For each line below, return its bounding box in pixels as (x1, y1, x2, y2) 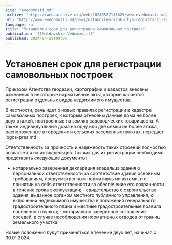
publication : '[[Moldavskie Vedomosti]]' (5, 31, 95, 36)
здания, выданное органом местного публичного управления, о (12, 192, 154, 198)
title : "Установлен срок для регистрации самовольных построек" (5, 27, 145, 32)
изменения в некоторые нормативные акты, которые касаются (5, 91, 144, 97)
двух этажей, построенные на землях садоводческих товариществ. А (5, 117, 159, 124)
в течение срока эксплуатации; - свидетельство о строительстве (12, 187, 157, 193)
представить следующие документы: (5, 155, 88, 161)
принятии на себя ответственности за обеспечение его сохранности (12, 181, 164, 187)
